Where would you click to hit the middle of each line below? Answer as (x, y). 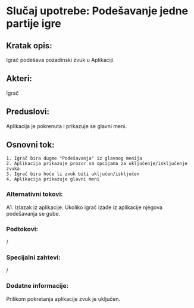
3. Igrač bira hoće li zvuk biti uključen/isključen (73, 174)
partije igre (34, 24)
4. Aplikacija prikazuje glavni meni (53, 179)
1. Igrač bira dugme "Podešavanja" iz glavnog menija (74, 158)
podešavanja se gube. (33, 213)
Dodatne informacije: (37, 286)
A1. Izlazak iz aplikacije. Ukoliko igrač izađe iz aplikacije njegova (84, 207)
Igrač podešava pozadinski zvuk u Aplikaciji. (60, 60)
